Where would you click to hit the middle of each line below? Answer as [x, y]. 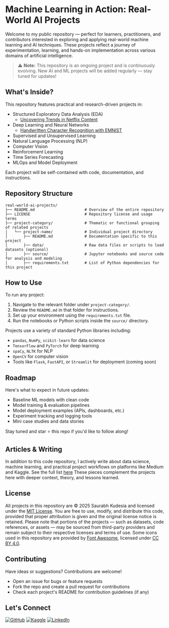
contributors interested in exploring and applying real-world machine [77, 39]
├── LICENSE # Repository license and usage [79, 214]
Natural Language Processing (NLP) [50, 141]
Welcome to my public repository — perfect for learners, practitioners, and [83, 34]
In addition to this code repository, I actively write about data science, [78, 461]
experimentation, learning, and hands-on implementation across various [80, 50]
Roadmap [21, 378]
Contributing [26, 559]
